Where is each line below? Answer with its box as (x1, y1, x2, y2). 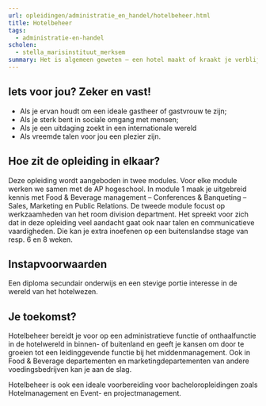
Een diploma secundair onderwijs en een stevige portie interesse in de (8, 278, 237, 288)
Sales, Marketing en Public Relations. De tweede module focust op (8, 201, 226, 210)
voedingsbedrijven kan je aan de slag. (8, 365, 132, 374)
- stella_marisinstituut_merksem (15, 48, 126, 56)
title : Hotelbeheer (8, 19, 73, 27)
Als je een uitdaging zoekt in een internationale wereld (19, 123, 197, 132)
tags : (8, 26, 26, 34)
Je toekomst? (8, 310, 77, 324)
